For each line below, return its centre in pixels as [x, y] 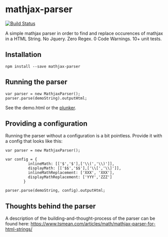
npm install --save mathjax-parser [43, 66]
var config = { [21, 159]
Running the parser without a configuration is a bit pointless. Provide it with [84, 136]
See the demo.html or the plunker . [41, 107]
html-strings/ [19, 229]
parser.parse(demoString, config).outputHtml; [55, 191]
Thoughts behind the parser [51, 206]
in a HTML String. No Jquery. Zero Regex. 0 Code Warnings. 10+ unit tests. [83, 39]
